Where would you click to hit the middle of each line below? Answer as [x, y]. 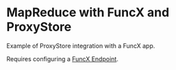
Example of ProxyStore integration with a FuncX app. [81, 46]
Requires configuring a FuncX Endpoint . [63, 58]
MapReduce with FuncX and [88, 13]
